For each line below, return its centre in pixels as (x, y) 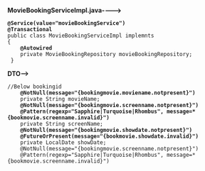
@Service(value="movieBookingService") (67, 23)
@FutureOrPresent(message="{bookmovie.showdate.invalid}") (110, 136)
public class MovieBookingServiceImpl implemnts (81, 35)
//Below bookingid (35, 87)
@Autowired (36, 48)
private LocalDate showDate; (63, 143)
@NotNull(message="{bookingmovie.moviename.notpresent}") (108, 93)
